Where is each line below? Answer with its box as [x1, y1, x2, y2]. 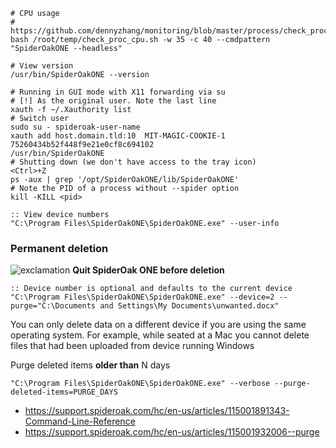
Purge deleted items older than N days [10, 359, 171, 371]
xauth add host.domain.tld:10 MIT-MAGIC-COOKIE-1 [10, 131, 226, 141]
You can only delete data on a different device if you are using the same [10, 319, 307, 331]
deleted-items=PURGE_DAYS [10, 387, 118, 398]
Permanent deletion [10, 241, 109, 255]
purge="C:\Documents [10, 301, 97, 311]
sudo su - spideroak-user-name [10, 122, 141, 132]
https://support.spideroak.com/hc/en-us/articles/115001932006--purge [24, 426, 320, 438]
